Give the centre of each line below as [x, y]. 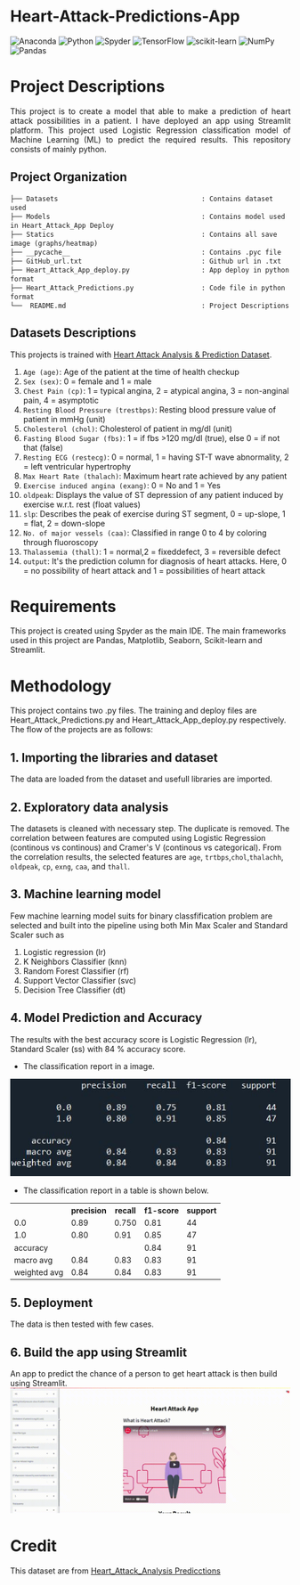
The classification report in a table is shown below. [116, 1190]
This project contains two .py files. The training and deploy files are [134, 711]
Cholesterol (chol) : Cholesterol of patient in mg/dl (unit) [127, 429]
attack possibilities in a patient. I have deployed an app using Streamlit [150, 120]
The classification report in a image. [89, 1066]
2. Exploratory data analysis [89, 807]
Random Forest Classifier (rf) [76, 971]
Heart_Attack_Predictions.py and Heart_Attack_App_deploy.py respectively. [148, 720]
